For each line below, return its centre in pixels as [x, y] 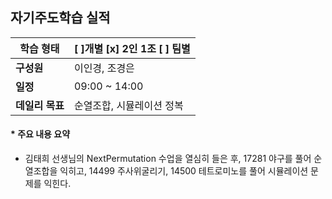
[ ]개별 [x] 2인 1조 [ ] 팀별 [132, 48]
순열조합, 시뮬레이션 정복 [128, 105]
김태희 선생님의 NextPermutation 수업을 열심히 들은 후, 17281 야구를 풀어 [168, 159]
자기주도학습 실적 [60, 18]
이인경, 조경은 [104, 68]
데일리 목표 [40, 105]
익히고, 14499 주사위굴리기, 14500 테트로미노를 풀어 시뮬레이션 [184, 171]
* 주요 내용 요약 [40, 134]
